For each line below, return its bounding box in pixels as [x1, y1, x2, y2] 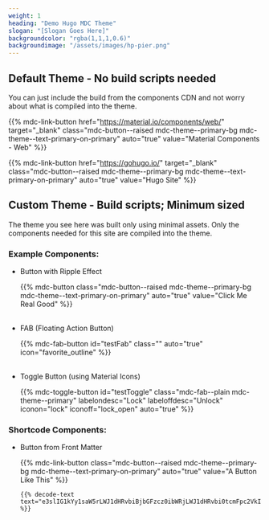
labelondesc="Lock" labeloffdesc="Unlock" [78, 395, 223, 406]
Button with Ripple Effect [19, 267, 103, 276]
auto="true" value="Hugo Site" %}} [79, 174, 197, 185]
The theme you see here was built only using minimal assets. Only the [8, 219, 239, 229]
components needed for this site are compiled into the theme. [8, 228, 213, 238]
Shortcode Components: [8, 424, 107, 435]
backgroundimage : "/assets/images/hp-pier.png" [8, 42, 171, 50]
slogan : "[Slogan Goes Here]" [8, 27, 110, 35]
